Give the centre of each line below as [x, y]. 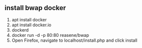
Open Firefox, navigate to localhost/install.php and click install [74, 40]
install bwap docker [35, 8]
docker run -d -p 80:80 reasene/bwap [50, 35]
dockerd [20, 30]
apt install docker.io [31, 25]
